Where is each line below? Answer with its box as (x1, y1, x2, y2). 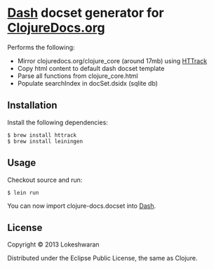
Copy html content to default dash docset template (17, 64, 165, 72)
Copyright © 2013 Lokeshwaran (7, 240, 100, 249)
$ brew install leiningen (7, 138, 83, 145)
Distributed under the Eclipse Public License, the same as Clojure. (7, 254, 198, 263)
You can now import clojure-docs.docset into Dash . (7, 202, 156, 210)
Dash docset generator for (7, 5, 164, 21)
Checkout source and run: (7, 176, 83, 184)
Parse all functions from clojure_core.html (17, 72, 138, 80)
